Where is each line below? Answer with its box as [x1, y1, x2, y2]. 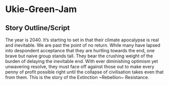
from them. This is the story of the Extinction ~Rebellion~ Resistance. [5, 74, 150, 80]
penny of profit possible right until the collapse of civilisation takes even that [5, 69, 164, 75]
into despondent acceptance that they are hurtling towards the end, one [5, 48, 155, 53]
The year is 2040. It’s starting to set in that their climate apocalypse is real [5, 37, 159, 43]
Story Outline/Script [5, 24, 70, 32]
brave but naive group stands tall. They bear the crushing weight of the [5, 53, 153, 59]
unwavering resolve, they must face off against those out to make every [5, 64, 155, 69]
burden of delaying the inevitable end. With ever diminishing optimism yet [5, 58, 158, 64]
